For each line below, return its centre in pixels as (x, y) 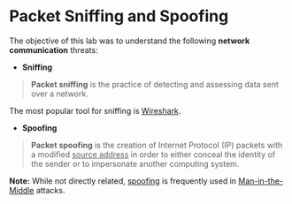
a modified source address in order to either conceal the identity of (153, 154)
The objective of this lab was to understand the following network (130, 41)
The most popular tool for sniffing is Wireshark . (95, 110)
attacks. (50, 190)
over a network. (59, 94)
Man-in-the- (261, 181)
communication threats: (54, 49)
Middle (22, 190)
